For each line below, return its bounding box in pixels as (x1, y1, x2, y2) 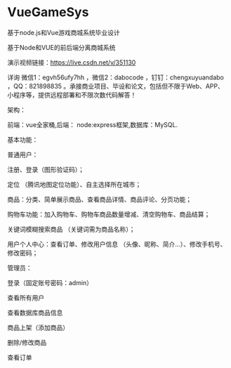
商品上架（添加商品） (7, 323, 69, 331)
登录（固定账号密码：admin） (7, 278, 93, 287)
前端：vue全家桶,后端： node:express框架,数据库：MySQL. (7, 120, 178, 129)
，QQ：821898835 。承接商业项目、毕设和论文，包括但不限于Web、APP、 (7, 81, 225, 90)
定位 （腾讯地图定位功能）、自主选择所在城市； (7, 180, 142, 188)
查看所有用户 (7, 293, 44, 302)
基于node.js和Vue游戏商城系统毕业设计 (7, 28, 121, 37)
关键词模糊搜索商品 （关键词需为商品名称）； (7, 225, 136, 233)
